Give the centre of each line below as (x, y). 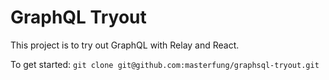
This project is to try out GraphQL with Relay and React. (125, 45)
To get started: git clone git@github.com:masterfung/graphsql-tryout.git (165, 64)
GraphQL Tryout (78, 17)
